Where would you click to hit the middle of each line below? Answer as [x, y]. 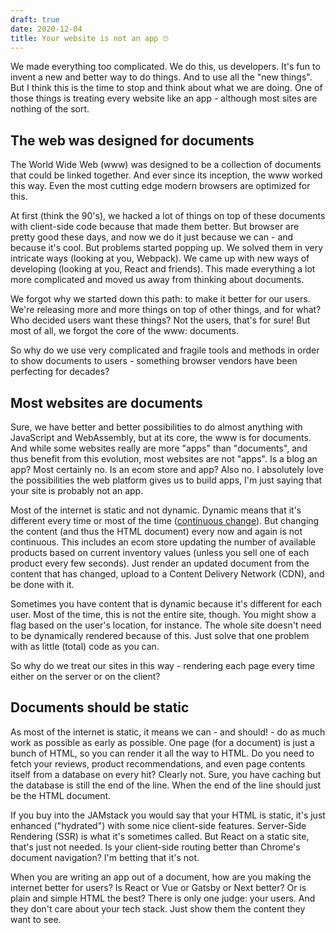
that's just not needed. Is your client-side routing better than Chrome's [155, 847]
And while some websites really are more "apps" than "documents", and [159, 448]
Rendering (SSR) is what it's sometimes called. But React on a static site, [160, 836]
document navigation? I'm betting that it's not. [105, 857]
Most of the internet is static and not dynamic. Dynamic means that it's [156, 510]
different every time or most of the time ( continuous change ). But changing [165, 520]
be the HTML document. [61, 795]
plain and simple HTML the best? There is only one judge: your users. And [163, 898]
